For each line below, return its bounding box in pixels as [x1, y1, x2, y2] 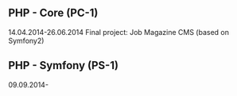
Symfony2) [8, 36, 45, 45]
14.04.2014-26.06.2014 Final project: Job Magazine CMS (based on [8, 27, 229, 36]
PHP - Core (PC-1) [8, 6, 99, 20]
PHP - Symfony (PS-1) [8, 59, 119, 72]
